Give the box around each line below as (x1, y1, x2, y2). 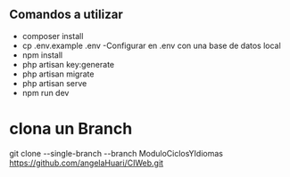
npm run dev (21, 87, 70, 98)
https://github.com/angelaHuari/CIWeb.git (9, 157, 163, 168)
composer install (21, 30, 84, 41)
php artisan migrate (21, 68, 95, 79)
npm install (21, 49, 63, 60)
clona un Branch (9, 119, 133, 139)
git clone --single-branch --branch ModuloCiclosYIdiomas (9, 148, 223, 158)
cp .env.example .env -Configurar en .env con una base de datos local (21, 40, 281, 51)
